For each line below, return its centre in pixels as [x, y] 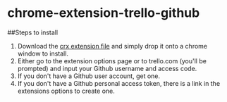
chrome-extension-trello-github [104, 13]
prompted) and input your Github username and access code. [107, 68]
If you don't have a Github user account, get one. [89, 76]
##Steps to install [33, 32]
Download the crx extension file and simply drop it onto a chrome [112, 46]
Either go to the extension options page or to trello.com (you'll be [112, 60]
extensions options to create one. [66, 91]
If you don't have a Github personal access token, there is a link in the [119, 83]
